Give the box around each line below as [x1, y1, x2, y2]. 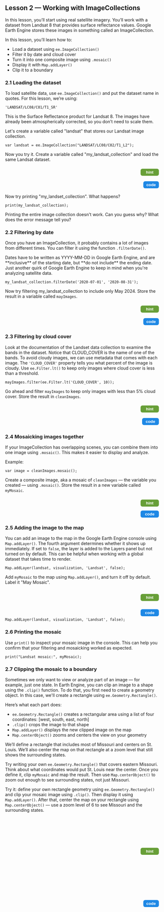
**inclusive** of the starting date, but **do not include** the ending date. [5, 260, 153, 266]
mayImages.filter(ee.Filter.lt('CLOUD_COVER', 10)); [5, 380, 115, 385]
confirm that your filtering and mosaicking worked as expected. [5, 645, 133, 651]
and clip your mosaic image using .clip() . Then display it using [5, 791, 133, 797]
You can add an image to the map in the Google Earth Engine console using [5, 535, 157, 542]
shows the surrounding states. [5, 752, 66, 758]
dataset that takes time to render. [5, 556, 72, 562]
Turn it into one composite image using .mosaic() [12, 56, 112, 63]
